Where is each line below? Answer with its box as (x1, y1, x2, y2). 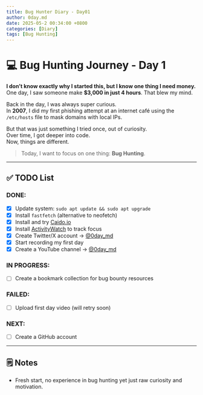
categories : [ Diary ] (6, 25, 59, 32)
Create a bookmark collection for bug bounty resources (14, 275, 154, 282)
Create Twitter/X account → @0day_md (14, 232, 114, 239)
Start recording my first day (14, 239, 84, 246)
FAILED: (6, 291, 30, 299)
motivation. (14, 383, 43, 390)
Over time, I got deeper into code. (6, 132, 91, 139)
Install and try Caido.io (14, 218, 71, 225)
